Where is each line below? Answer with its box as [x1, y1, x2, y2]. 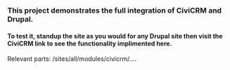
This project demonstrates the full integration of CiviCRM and [7, 6, 222, 15]
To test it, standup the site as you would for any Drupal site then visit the [7, 31, 223, 40]
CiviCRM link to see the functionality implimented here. [7, 39, 172, 48]
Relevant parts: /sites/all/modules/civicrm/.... [7, 55, 137, 63]
